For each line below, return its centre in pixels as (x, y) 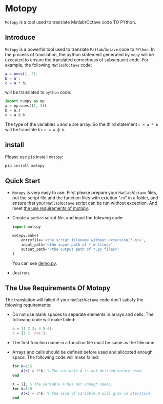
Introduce (20, 37)
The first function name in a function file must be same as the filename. (84, 343)
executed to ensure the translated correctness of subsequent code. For (77, 60)
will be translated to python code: (38, 92)
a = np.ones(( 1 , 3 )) (26, 106)
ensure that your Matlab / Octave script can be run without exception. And (85, 203)
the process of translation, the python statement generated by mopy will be (80, 54)
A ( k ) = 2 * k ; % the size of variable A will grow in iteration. (87, 393)
